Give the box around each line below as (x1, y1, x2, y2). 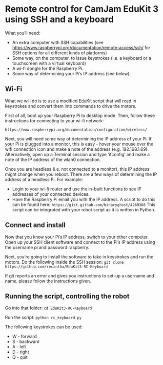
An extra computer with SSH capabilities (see (12, 39, 103, 45)
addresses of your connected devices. (12, 191, 90, 197)
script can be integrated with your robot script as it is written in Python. (12, 206, 155, 212)
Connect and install (5, 221, 66, 229)
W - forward (12, 334, 37, 340)
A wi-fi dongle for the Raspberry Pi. (12, 65, 84, 71)
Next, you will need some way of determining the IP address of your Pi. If (5, 136, 152, 141)
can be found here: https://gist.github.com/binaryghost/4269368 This (12, 202, 156, 207)
